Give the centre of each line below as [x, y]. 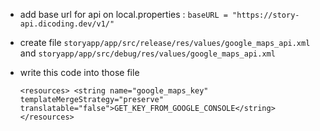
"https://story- [266, 15]
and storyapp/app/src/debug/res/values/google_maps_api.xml [147, 53]
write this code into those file [79, 72]
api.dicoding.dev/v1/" [67, 24]
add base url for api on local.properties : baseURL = [123, 14]
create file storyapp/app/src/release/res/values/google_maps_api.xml [165, 42]
